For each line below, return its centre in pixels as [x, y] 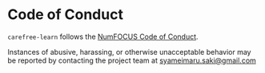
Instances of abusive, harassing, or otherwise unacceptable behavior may [129, 52]
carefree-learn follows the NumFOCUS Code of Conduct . [103, 36]
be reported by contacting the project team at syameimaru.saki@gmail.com [132, 60]
